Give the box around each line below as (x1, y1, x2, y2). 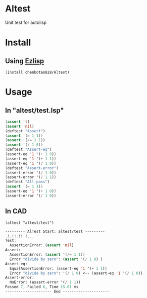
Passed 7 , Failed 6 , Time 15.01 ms (5, 285, 79, 290)
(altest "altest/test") (5, 220, 54, 225)
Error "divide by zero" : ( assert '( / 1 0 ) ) (9, 257, 103, 262)
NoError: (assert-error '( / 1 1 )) (9, 280, 81, 285)
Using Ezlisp (5, 57, 45, 65)
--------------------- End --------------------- (5, 289, 110, 294)
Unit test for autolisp (5, 19, 47, 25)
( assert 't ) (5, 119, 30, 124)
